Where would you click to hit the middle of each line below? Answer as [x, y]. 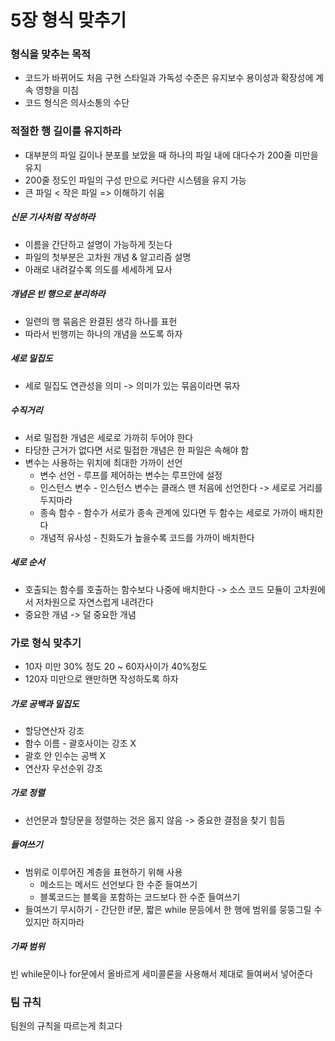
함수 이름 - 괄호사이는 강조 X [80, 743]
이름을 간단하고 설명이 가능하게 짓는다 [98, 244]
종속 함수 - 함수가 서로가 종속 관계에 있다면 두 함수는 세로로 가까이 [168, 512]
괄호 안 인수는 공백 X [65, 755]
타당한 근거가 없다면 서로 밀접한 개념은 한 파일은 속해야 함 [137, 450]
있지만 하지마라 [54, 922]
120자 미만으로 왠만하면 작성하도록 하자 [101, 678]
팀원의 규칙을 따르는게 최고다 [66, 1026]
